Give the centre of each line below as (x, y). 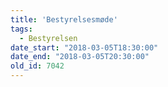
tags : (21, 29)
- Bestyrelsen (48, 38)
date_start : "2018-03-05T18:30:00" (84, 47)
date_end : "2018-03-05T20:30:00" (80, 57)
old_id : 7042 (37, 66)
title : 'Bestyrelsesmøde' (64, 19)
